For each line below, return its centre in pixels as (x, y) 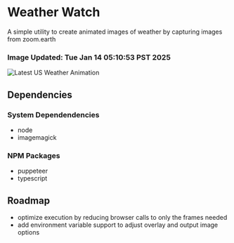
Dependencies (40, 94)
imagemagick (37, 137)
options (28, 232)
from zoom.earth (32, 39)
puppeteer (32, 171)
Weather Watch (54, 12)
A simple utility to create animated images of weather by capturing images (115, 32)
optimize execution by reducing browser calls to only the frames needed (122, 218)
